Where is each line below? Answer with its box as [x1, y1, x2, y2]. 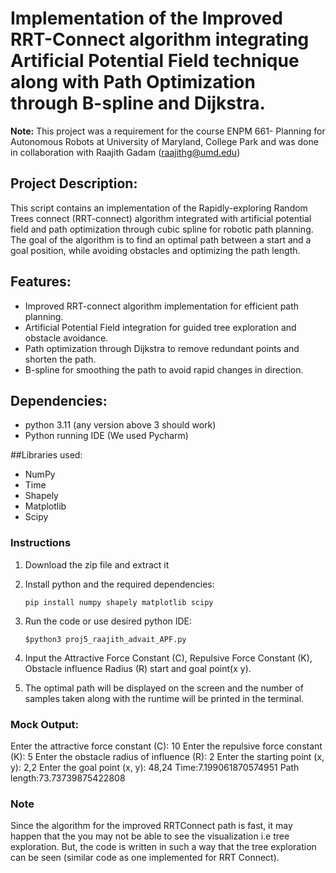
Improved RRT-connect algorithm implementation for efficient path [24, 300, 300, 312]
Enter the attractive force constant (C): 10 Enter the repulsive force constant [10, 740, 323, 752]
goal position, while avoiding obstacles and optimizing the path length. [10, 244, 301, 256]
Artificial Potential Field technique [10, 50, 300, 72]
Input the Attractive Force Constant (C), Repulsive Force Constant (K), [24, 652, 313, 664]
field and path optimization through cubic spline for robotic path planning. [10, 223, 314, 235]
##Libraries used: [10, 449, 83, 461]
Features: [10, 273, 72, 291]
